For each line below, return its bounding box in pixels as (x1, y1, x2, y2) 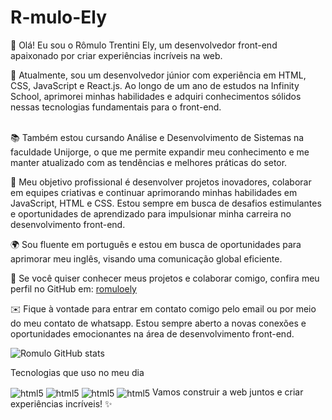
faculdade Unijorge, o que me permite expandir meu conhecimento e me (10, 146, 310, 158)
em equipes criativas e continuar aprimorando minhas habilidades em (10, 186, 298, 198)
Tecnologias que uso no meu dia (10, 366, 145, 378)
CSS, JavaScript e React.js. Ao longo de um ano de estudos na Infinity (10, 79, 300, 91)
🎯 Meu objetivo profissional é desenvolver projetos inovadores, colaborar (10, 176, 312, 188)
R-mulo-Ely (10, 6, 108, 29)
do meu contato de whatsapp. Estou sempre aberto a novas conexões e (10, 317, 307, 329)
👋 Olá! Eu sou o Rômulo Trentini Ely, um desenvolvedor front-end (10, 39, 278, 51)
